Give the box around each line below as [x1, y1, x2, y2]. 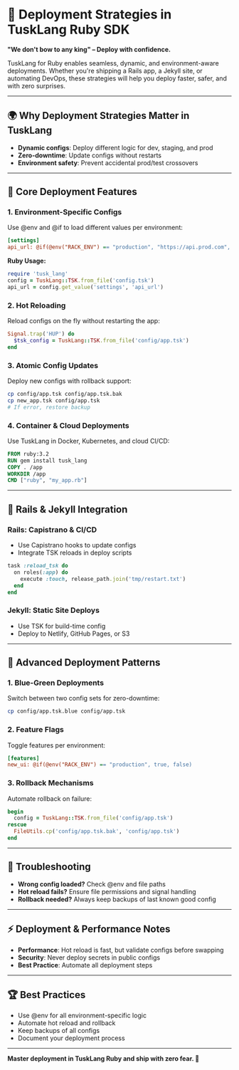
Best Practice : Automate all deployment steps [17, 960, 153, 969]
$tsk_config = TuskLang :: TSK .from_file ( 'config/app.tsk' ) [14, 337, 190, 344]
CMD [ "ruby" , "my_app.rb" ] [7, 477, 87, 484]
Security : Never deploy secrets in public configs [17, 953, 161, 962]
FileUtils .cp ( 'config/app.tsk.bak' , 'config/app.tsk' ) [14, 828, 180, 835]
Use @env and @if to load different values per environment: [7, 224, 183, 232]
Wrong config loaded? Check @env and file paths [17, 879, 166, 888]
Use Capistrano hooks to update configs [17, 541, 137, 550]
